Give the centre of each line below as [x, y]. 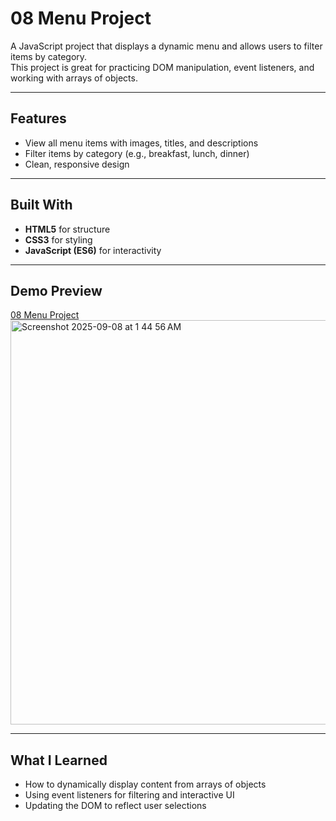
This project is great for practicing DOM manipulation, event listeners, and [162, 67]
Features [38, 118]
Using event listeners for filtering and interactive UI [129, 795]
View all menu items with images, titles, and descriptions [141, 143]
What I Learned [59, 760]
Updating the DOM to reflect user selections [115, 806]
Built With [41, 205]
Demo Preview [56, 290]
